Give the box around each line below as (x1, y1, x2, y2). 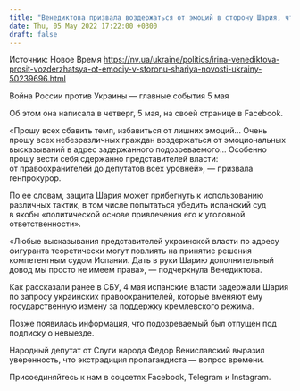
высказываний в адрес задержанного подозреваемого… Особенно (9, 144, 268, 155)
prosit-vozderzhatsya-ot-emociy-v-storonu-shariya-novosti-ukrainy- (9, 64, 262, 74)
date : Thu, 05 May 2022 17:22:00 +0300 (9, 21, 158, 30)
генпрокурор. (9, 173, 62, 183)
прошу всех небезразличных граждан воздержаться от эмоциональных (9, 135, 287, 146)
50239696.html (9, 73, 67, 84)
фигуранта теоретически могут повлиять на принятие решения (9, 245, 252, 256)
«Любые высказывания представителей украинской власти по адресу (9, 236, 279, 247)
